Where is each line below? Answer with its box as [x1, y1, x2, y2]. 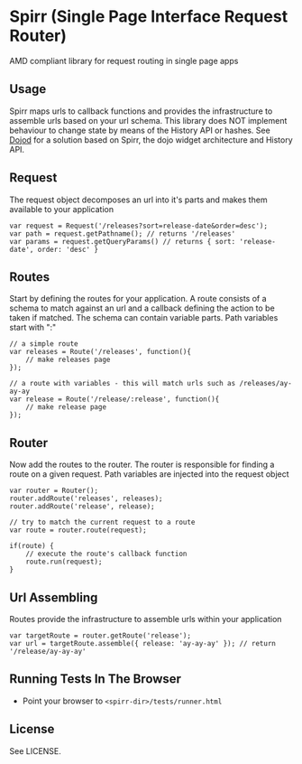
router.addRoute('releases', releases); [9, 494, 164, 503]
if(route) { [9, 542, 54, 551]
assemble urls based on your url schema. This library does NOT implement [9, 115, 288, 126]
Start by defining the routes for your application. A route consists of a [9, 293, 268, 304]
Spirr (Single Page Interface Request [9, 6, 288, 27]
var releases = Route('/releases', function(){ [9, 348, 192, 357]
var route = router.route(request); [9, 526, 147, 535]
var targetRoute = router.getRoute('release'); [9, 631, 192, 640]
